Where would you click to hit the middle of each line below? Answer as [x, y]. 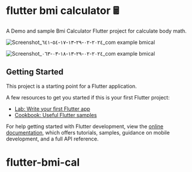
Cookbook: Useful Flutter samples [56, 115]
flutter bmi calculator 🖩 [63, 11]
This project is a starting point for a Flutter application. [71, 86]
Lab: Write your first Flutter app [52, 109]
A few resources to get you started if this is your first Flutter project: [88, 97]
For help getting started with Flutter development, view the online [85, 126]
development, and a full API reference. [52, 139]
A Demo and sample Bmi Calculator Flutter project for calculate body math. [97, 31]
